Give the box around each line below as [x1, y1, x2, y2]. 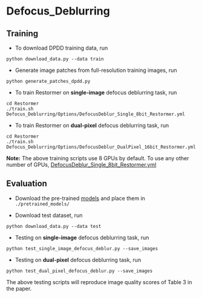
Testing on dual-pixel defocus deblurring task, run [15, 256, 142, 264]
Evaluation [6, 178, 47, 189]
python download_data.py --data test [6, 223, 102, 229]
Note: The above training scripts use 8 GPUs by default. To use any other [6, 155, 189, 161]
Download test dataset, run [15, 212, 83, 219]
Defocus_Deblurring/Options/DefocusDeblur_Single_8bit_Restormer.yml [6, 111, 186, 117]
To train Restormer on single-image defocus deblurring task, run [15, 89, 177, 96]
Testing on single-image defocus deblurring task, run [15, 234, 149, 241]
